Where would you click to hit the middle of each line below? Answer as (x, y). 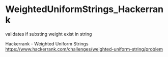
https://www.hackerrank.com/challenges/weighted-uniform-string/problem (84, 49)
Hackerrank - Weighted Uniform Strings (47, 43)
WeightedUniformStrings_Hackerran (85, 9)
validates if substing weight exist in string (49, 34)
